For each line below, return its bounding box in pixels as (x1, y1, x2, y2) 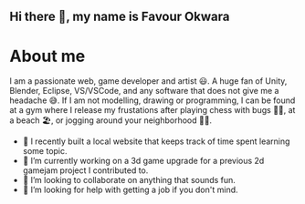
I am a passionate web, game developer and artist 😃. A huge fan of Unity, (9, 76, 288, 87)
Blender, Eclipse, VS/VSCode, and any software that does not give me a (9, 86, 279, 97)
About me (9, 46, 86, 66)
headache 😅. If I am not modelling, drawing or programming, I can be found (9, 95, 296, 106)
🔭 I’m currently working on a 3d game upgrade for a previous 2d (22, 156, 265, 167)
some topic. (22, 146, 68, 157)
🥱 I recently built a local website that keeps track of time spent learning (22, 136, 290, 147)
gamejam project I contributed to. (22, 165, 149, 176)
